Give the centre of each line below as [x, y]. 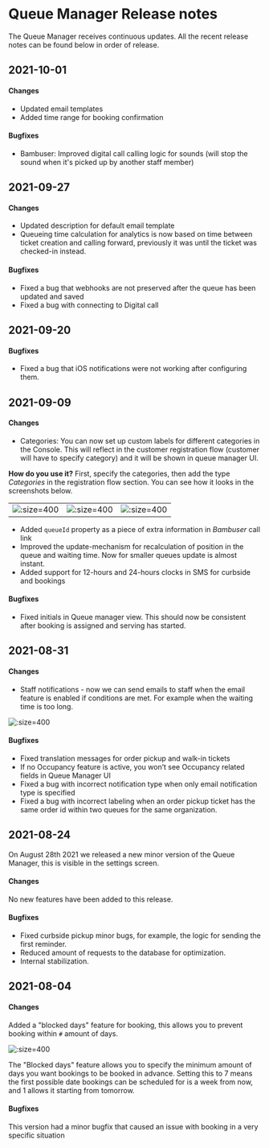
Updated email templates [61, 109]
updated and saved [52, 296]
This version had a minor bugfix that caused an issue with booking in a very [133, 1126]
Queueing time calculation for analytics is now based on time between [136, 234]
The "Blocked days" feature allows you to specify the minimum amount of [130, 1064]
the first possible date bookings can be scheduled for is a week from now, [130, 1082]
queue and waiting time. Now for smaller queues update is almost [128, 555]
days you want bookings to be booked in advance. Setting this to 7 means [130, 1073]
